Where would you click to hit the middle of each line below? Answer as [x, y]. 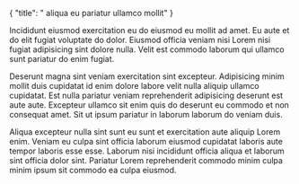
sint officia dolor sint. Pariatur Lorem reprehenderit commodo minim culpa [146, 160]
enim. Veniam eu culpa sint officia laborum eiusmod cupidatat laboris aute [146, 141]
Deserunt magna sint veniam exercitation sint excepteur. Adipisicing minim [147, 76]
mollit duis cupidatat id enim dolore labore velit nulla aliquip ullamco [134, 86]
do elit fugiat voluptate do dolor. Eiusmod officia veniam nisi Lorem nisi [140, 40]
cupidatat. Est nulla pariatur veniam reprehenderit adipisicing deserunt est [146, 95]
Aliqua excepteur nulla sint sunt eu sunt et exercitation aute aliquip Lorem [145, 132]
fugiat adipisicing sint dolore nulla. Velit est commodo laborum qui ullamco [147, 49]
